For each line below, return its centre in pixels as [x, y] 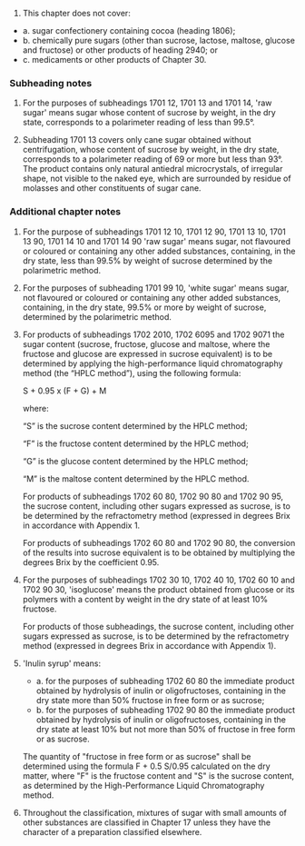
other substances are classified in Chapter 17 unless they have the [146, 822]
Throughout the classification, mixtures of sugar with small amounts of [155, 812]
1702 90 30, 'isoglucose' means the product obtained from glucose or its [158, 589]
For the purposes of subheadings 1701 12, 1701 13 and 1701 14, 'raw [147, 103]
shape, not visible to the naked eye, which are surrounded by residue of [157, 179]
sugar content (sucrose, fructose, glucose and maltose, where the [146, 343]
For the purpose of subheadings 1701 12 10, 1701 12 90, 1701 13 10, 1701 [154, 232]
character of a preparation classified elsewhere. [112, 831]
